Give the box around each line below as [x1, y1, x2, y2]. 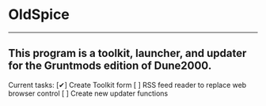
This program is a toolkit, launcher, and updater [8, 47, 247, 60]
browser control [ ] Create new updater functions [8, 89, 169, 98]
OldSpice [8, 6, 70, 24]
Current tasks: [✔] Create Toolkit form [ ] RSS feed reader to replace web [8, 80, 247, 89]
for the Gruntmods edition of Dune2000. [8, 59, 212, 73]
